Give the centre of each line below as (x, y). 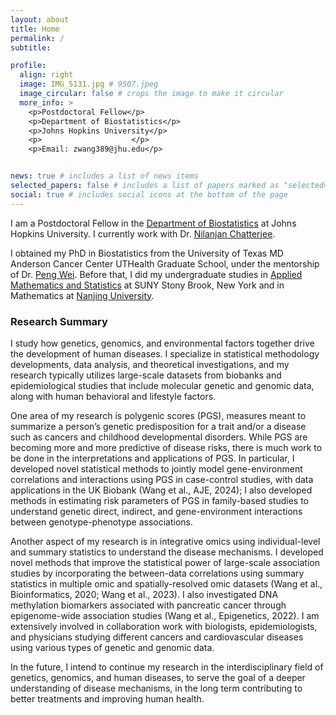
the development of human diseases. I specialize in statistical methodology (165, 353)
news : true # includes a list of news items (104, 176)
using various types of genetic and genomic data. (112, 647)
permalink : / (37, 38)
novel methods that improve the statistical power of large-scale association (165, 562)
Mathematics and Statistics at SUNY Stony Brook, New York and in (147, 285)
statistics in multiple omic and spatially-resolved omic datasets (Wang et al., (166, 583)
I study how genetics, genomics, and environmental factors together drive (162, 343)
